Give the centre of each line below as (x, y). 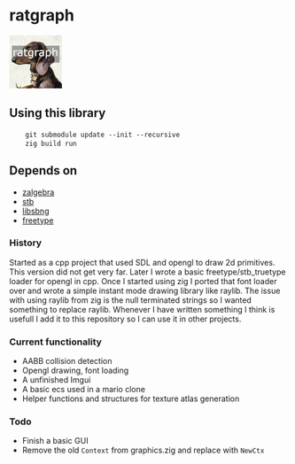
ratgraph (42, 15)
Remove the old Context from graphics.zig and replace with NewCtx (143, 450)
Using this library (58, 113)
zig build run (51, 143)
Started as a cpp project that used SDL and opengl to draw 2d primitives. (142, 262)
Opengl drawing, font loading (75, 371)
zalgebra (38, 192)
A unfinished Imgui (56, 380)
